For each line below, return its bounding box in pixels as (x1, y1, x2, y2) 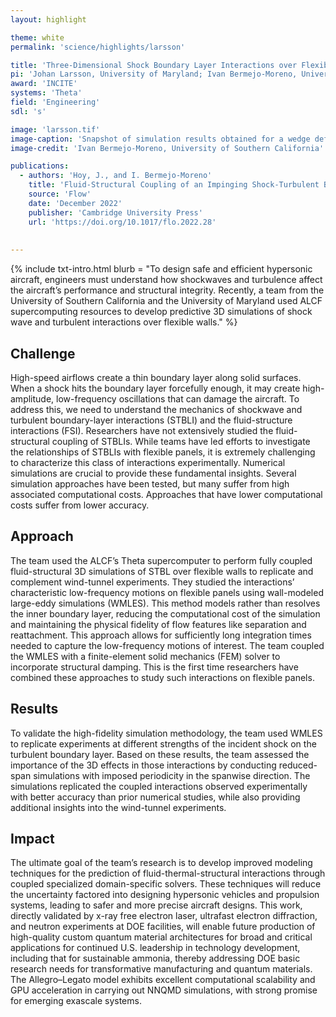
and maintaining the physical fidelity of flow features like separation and (10, 618, 307, 630)
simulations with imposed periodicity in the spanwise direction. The (33, 769, 311, 781)
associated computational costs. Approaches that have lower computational (10, 488, 323, 500)
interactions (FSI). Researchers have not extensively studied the (10, 424, 274, 436)
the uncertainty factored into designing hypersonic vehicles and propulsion (10, 889, 320, 901)
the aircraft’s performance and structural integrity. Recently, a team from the (10, 284, 325, 296)
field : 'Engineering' (10, 97, 101, 107)
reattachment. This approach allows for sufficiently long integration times (10, 629, 312, 641)
